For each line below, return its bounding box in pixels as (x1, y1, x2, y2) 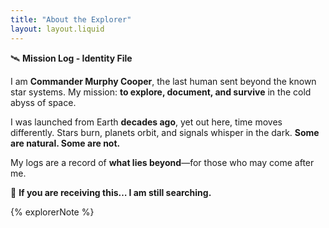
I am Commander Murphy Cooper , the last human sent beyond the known (10, 75, 317, 87)
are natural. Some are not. (10, 137, 121, 149)
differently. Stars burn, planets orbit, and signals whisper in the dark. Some (10, 126, 320, 138)
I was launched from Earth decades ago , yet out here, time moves (10, 116, 283, 128)
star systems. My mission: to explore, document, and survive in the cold (10, 86, 312, 98)
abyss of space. (10, 96, 77, 108)
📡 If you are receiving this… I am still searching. (10, 186, 212, 198)
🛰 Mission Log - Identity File (10, 52, 133, 64)
